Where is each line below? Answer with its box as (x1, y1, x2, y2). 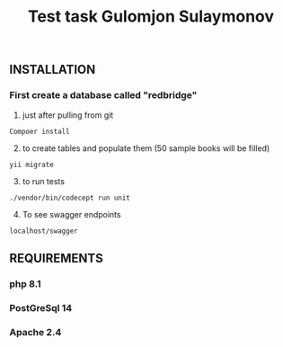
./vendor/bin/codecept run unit (9, 193, 130, 202)
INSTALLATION (9, 62, 96, 77)
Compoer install (9, 127, 70, 136)
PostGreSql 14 (9, 301, 73, 314)
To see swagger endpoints (22, 209, 121, 219)
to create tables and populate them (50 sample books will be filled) (22, 142, 270, 154)
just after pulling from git (22, 110, 114, 120)
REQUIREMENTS (9, 251, 103, 266)
